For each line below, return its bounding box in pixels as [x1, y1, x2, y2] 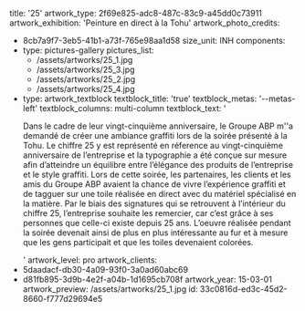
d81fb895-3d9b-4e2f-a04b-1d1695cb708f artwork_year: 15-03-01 [22, 274, 272, 285]
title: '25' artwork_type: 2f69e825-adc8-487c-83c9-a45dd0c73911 [9, 8, 263, 18]
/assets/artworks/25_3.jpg [36, 64, 135, 75]
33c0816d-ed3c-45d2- [199, 284, 288, 295]
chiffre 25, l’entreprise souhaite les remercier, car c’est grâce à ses [22, 208, 274, 218]
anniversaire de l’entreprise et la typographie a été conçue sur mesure [22, 150, 288, 161]
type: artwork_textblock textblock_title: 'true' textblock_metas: [22, 93, 258, 104]
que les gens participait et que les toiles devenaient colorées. [22, 237, 254, 247]
